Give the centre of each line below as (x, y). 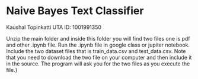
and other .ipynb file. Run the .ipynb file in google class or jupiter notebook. (98, 45)
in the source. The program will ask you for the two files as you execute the (98, 64)
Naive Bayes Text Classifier (75, 11)
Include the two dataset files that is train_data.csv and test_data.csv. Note (96, 51)
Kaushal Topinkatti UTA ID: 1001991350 (54, 27)
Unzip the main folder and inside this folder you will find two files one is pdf (98, 38)
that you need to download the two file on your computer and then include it (99, 57)
